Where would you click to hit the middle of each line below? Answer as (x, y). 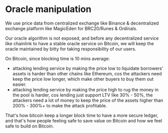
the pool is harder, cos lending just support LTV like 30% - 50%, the (82, 95)
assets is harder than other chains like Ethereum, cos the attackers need (87, 73)
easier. (19, 84)
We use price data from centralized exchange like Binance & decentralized (82, 23)
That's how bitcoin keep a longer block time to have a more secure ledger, (82, 115)
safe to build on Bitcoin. (30, 126)
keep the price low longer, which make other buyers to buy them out (83, 79)
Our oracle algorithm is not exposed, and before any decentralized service (82, 38)
